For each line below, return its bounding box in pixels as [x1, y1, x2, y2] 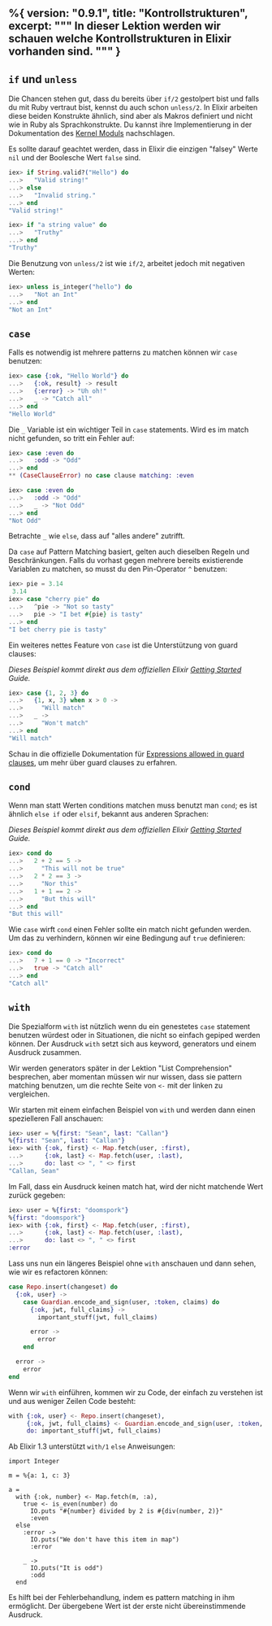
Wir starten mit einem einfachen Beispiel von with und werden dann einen [8, 1105, 256, 1114]
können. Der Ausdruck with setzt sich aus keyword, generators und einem [8, 1039, 257, 1048]
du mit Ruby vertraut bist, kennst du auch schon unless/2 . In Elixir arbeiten [8, 102, 258, 112]
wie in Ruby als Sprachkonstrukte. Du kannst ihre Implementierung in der [8, 120, 253, 129]
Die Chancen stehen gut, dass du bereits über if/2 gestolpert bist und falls [8, 94, 260, 104]
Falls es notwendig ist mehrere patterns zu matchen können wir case [8, 347, 238, 357]
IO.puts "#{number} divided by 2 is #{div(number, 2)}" [29, 1507, 223, 1515]
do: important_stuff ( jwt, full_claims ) [26, 1427, 162, 1435]
